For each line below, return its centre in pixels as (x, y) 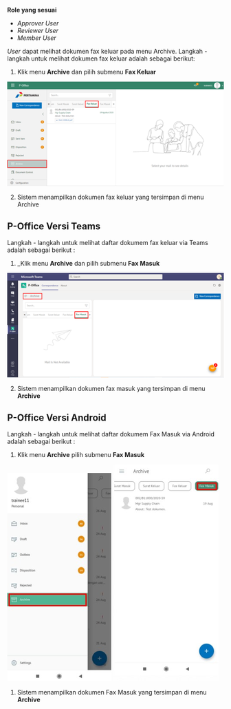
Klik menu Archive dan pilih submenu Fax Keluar (87, 72)
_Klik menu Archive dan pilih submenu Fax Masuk (88, 264)
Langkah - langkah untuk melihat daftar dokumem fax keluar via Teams (108, 243)
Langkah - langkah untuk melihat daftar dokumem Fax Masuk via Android (111, 434)
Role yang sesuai (32, 10)
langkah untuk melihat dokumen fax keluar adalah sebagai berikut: (101, 59)
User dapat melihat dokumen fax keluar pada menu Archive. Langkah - (107, 51)
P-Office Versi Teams (54, 226)
